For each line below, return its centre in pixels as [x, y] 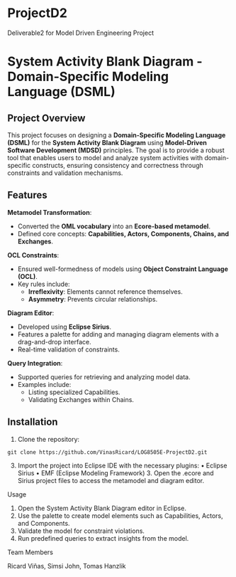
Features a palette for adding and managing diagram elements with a [118, 334]
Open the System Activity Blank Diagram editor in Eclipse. [102, 508]
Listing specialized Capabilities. [74, 392]
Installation [33, 422]
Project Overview [46, 118]
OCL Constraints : [33, 255]
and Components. [44, 523]
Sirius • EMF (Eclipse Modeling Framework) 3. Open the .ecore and [116, 473]
